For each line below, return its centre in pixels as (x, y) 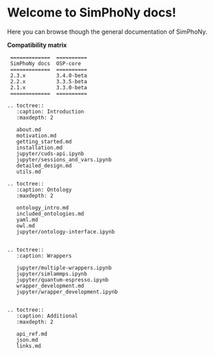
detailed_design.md (44, 165)
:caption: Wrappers (44, 255)
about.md (28, 129)
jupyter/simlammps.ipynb (52, 274)
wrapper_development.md (50, 286)
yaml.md (27, 220)
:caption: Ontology (44, 190)
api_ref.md (32, 334)
